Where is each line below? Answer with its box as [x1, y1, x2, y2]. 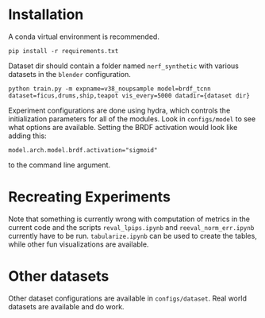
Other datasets [8, 267, 109, 285]
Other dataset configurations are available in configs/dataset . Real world [8, 293, 248, 303]
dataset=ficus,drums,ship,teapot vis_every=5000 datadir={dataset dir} [8, 91, 250, 100]
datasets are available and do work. [8, 301, 125, 311]
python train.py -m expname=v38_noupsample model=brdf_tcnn [8, 85, 212, 93]
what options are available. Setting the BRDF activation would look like [8, 122, 238, 132]
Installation [8, 6, 84, 24]
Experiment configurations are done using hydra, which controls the [8, 105, 231, 115]
